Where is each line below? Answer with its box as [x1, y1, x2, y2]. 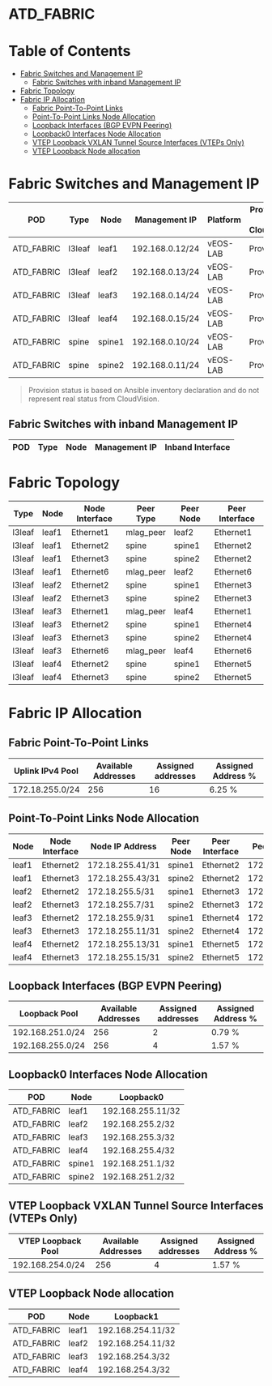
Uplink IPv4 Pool [13, 765, 79, 776]
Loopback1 [114, 1311, 159, 1322]
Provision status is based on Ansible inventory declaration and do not [28, 386, 260, 396]
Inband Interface [164, 441, 231, 452]
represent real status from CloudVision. [28, 394, 159, 404]
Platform [207, 214, 241, 225]
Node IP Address [90, 841, 157, 852]
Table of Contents [8, 42, 131, 61]
